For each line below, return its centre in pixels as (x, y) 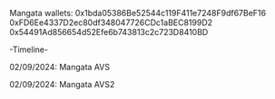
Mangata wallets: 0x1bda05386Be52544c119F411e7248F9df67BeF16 (137, 13)
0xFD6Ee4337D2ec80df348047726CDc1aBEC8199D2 (111, 22)
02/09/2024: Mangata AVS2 (62, 84)
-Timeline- (29, 49)
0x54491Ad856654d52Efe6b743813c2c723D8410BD (109, 32)
